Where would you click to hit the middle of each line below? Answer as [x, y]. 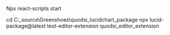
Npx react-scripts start [34, 8]
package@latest [26, 26]
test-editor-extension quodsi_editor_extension [103, 26]
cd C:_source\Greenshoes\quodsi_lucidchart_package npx [77, 20]
